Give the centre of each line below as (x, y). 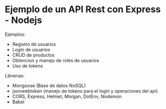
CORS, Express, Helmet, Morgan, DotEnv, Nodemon (67, 96)
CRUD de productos (33, 55)
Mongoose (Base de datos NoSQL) (49, 86)
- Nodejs (23, 20)
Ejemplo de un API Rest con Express (83, 9)
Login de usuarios (31, 49)
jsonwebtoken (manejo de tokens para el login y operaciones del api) (85, 91)
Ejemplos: (15, 34)
